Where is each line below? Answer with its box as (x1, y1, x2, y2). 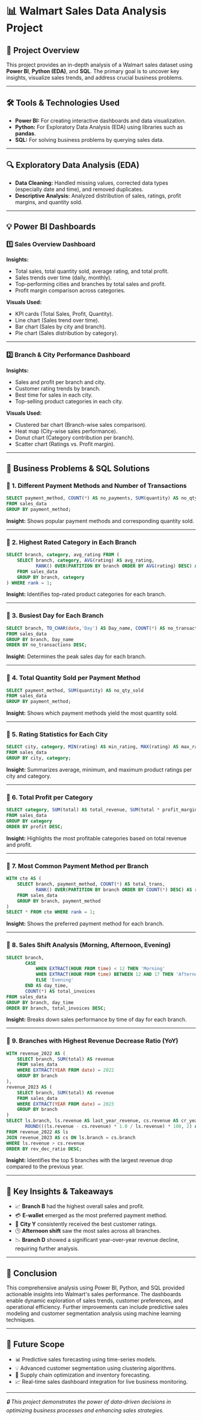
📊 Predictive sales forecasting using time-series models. (14, 1355, 156, 1363)
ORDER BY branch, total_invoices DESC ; (6, 1005, 106, 1011)
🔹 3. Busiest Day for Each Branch (6, 612, 104, 620)
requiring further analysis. (14, 1245, 79, 1252)
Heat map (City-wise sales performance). (14, 427, 118, 435)
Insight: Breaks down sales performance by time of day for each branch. (6, 1016, 187, 1023)
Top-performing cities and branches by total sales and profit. (14, 281, 167, 288)
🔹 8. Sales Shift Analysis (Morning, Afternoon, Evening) (6, 941, 171, 949)
